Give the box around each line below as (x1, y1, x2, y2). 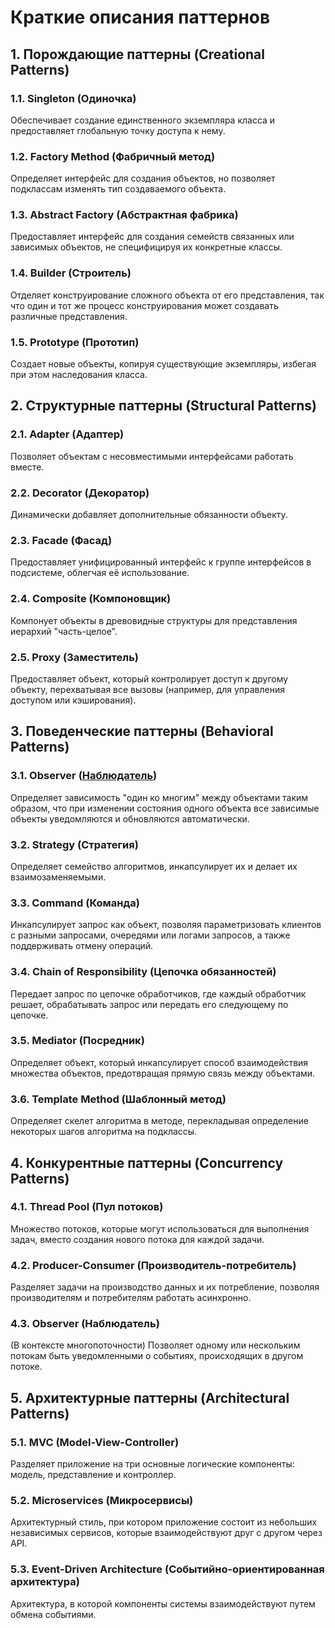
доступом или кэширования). (10, 694, 137, 706)
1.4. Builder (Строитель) (10, 266, 132, 280)
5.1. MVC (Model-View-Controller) (10, 1435, 180, 1449)
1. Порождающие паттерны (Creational (10, 46, 265, 63)
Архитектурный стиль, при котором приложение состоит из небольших (10, 1516, 318, 1528)
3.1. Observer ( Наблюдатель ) (10, 769, 158, 783)
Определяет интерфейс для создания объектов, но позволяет (10, 172, 276, 185)
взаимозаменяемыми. (10, 871, 107, 883)
